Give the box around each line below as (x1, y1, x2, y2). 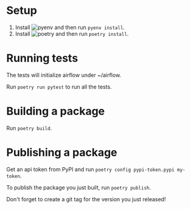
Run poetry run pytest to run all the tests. (6, 83, 113, 90)
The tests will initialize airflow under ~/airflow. (6, 71, 122, 79)
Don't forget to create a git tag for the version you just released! (6, 195, 166, 203)
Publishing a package (6, 146, 117, 159)
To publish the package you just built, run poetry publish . (6, 184, 151, 191)
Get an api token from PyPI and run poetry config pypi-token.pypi (6, 165, 175, 173)
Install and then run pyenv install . (15, 24, 125, 31)
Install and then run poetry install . (15, 30, 129, 37)
